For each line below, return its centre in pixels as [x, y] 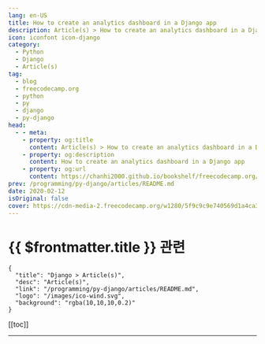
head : [17, 125]
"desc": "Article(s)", [52, 283]
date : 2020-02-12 [37, 191]
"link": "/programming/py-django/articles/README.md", [107, 289]
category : [24, 45]
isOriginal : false [38, 198]
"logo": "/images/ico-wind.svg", [70, 296]
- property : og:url [54, 169]
